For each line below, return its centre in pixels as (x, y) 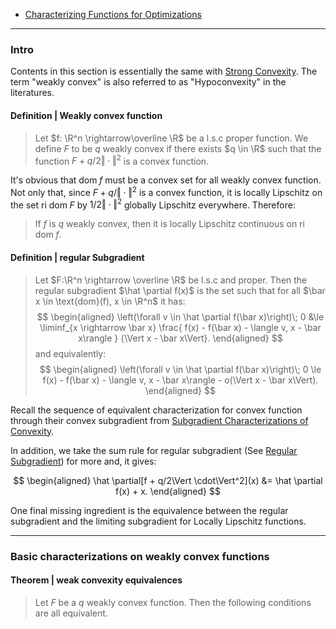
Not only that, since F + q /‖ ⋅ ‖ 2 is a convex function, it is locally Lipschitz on (166, 191)
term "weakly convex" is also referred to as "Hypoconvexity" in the (148, 82)
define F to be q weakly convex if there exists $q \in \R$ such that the (178, 148)
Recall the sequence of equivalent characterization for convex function (156, 410)
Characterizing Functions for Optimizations (113, 14)
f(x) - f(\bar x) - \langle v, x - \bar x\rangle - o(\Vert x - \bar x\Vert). (180, 380)
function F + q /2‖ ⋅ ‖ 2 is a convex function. (122, 160)
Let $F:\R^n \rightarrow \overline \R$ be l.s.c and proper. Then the (171, 280)
